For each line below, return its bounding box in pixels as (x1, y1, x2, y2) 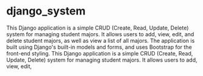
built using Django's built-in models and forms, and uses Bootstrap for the (6, 43, 192, 51)
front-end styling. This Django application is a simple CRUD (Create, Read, (6, 49, 193, 57)
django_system (6, 4, 86, 18)
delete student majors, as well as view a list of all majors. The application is (6, 37, 195, 44)
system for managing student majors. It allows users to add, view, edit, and (6, 30, 194, 37)
